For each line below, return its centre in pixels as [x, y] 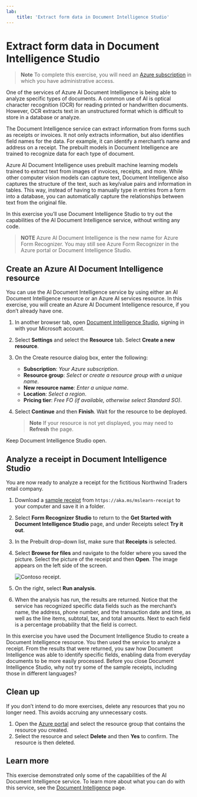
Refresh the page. [51, 429]
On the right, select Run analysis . [55, 588]
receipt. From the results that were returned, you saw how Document [90, 649]
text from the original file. [37, 203]
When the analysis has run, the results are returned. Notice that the [96, 600]
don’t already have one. [35, 311]
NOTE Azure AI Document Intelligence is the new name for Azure [99, 238]
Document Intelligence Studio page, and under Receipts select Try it [99, 524]
